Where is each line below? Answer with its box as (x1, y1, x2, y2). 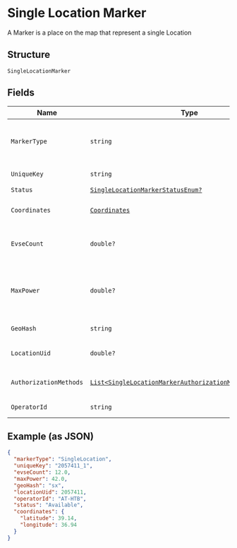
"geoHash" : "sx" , (13, 482, 65, 489)
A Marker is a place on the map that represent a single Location (7, 28, 192, 37)
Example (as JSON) (7, 430, 94, 442)
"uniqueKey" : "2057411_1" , (13, 463, 93, 470)
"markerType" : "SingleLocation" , (13, 455, 112, 463)
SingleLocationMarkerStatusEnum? (90, 186, 202, 193)
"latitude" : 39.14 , (20, 515, 78, 522)
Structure (7, 49, 51, 61)
